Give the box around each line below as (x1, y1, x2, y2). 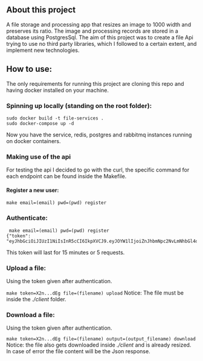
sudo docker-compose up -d (6, 120, 74, 126)
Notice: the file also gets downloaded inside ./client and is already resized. (6, 341, 192, 349)
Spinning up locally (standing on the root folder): (6, 101, 152, 110)
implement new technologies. (6, 46, 80, 54)
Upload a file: (6, 264, 47, 272)
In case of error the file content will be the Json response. (6, 348, 150, 355)
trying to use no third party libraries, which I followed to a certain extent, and (6, 40, 197, 47)
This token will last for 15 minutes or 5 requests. (6, 249, 125, 256)
